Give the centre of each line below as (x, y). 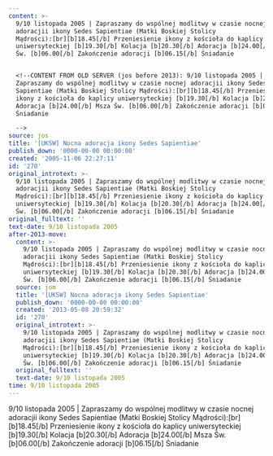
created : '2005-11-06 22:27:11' (63, 158)
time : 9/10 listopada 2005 (54, 386)
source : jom (36, 287)
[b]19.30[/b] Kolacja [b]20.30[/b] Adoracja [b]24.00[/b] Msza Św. (117, 434)
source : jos (28, 136)
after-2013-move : (38, 234)
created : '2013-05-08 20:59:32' (71, 310)
